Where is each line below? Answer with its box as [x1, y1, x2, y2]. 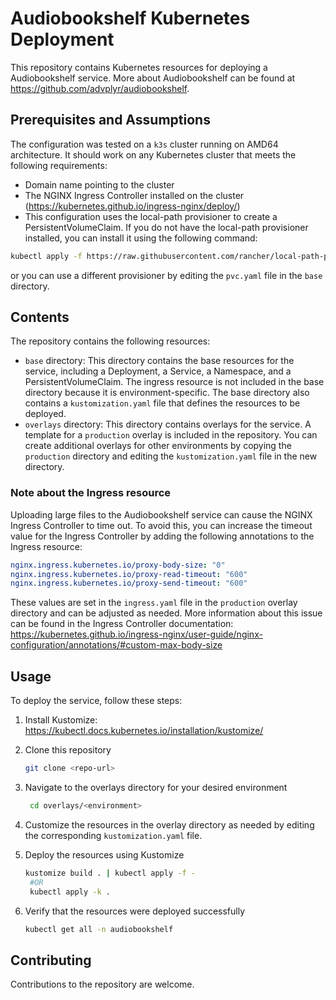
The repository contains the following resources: [10, 335, 211, 347]
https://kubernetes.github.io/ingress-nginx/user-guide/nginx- [10, 628, 263, 641]
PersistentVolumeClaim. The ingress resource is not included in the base [24, 376, 325, 388]
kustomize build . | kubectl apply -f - [24, 868, 196, 878]
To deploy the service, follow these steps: [10, 695, 183, 707]
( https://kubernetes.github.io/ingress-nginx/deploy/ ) [24, 200, 241, 212]
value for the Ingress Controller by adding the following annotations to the [10, 530, 315, 542]
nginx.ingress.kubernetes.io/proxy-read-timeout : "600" [10, 569, 248, 579]
